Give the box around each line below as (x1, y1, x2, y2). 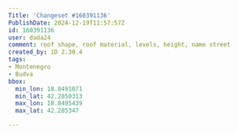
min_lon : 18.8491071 (15, 84, 83, 93)
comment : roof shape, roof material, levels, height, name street (8, 41, 231, 49)
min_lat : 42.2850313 (15, 92, 83, 100)
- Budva (8, 70, 34, 78)
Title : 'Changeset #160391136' (8, 11, 111, 20)
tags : (8, 56, 26, 64)
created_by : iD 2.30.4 (8, 48, 83, 56)
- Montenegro (8, 63, 51, 71)
